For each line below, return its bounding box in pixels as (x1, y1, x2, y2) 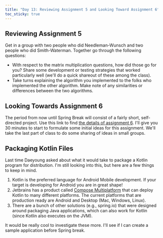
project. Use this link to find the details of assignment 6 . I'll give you (22, 120, 158, 126)
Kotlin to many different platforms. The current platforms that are (12, 192, 142, 198)
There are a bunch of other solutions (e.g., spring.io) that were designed (12, 202, 157, 208)
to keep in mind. (5, 167, 37, 173)
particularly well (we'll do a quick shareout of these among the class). (12, 72, 151, 78)
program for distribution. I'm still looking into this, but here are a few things (5, 162, 154, 168)
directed (5, 120, 22, 126)
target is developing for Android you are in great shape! (12, 182, 123, 188)
